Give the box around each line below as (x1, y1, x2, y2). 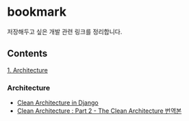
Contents (7, 48, 48, 59)
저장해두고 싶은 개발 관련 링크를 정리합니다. (7, 27, 123, 36)
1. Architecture (7, 66, 48, 74)
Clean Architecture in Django (16, 98, 99, 107)
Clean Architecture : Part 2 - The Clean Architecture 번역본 (16, 107, 182, 115)
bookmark (7, 4, 67, 20)
